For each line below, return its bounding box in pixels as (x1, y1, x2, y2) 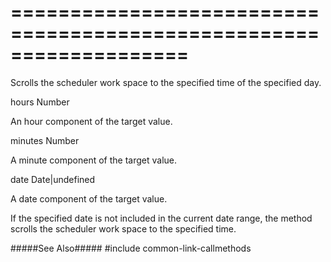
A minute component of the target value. (10, 154, 177, 166)
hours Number (10, 96, 70, 108)
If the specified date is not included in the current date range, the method (10, 212, 313, 224)
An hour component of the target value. (10, 115, 173, 127)
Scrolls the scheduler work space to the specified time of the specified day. (10, 76, 322, 88)
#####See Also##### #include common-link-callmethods (10, 242, 252, 254)
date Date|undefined (10, 173, 96, 185)
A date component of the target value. (10, 192, 168, 205)
